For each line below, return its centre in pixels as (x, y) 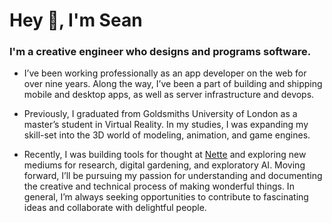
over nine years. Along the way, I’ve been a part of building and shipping (173, 84)
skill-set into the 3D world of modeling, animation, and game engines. (167, 135)
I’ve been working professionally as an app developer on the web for (165, 73)
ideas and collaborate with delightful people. (115, 208)
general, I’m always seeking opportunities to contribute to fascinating (166, 197)
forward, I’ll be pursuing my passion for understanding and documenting (173, 176)
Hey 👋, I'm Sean (76, 20)
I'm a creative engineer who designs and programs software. (160, 52)
